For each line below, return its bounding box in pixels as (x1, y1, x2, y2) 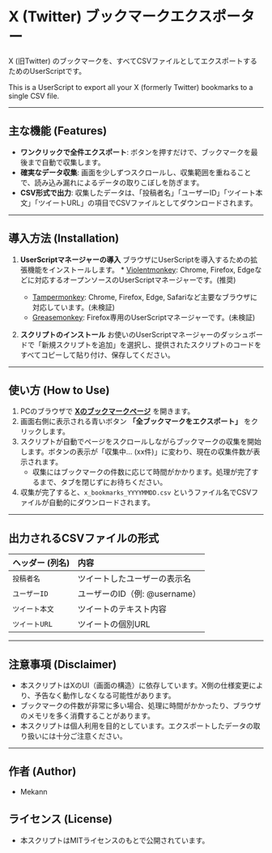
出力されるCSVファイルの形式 (8, 531, 159, 545)
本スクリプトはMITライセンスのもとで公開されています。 (19, 835, 210, 845)
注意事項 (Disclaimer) (8, 658, 117, 671)
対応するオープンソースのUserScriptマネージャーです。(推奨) (34, 275, 236, 285)
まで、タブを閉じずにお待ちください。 (39, 478, 168, 487)
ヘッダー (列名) (12, 557, 70, 568)
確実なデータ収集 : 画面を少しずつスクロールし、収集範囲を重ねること (19, 167, 252, 177)
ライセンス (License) (8, 812, 113, 826)
